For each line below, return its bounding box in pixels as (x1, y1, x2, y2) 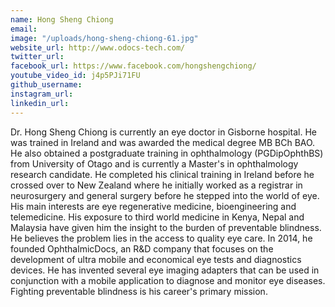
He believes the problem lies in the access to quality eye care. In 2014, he (10, 232, 313, 244)
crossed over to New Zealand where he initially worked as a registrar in (10, 179, 303, 191)
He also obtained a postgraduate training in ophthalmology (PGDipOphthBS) (10, 147, 324, 159)
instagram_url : (10, 89, 74, 99)
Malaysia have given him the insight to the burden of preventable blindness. (10, 221, 322, 233)
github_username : (10, 80, 83, 90)
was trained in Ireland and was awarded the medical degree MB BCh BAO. (10, 136, 316, 148)
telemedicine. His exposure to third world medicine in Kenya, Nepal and (10, 211, 305, 223)
